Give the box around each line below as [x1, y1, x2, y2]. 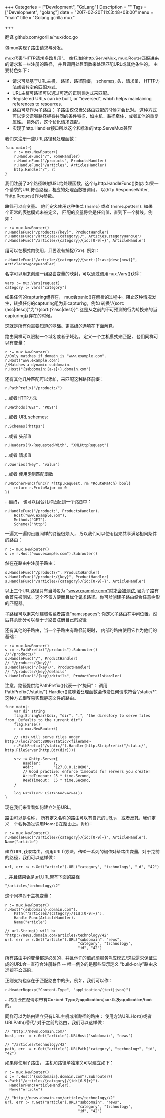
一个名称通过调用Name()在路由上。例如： [9, 821, 94, 826]
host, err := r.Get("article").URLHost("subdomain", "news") [5, 1033, 133, 1038]
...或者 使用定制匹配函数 [5, 471, 54, 477]
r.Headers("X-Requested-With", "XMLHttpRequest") [5, 443, 109, 448]
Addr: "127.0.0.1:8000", [23, 765, 91, 770]
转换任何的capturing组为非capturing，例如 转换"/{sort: [13, 300, 124, 306]
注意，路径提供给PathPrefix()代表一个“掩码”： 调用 [5, 683, 108, 688]
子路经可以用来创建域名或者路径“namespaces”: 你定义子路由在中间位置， [5, 611, 153, 617]
